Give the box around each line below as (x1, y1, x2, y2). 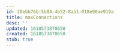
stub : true (6, 36, 34, 42)
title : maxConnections (6, 14, 63, 20)
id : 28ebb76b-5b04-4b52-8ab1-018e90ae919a (6, 8, 114, 15)
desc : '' (6, 20, 28, 26)
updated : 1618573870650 (6, 25, 66, 32)
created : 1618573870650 (6, 31, 66, 37)
